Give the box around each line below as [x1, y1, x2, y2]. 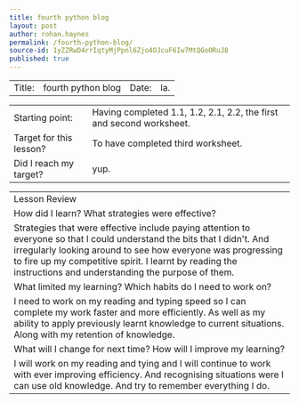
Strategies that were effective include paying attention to [13, 222, 251, 234]
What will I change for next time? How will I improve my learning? [13, 343, 285, 355]
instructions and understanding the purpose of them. [13, 266, 235, 278]
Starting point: [13, 112, 73, 124]
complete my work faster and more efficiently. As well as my [13, 306, 266, 318]
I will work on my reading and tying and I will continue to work [13, 358, 271, 369]
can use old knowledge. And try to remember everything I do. [13, 380, 270, 391]
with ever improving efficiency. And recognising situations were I [13, 368, 285, 381]
